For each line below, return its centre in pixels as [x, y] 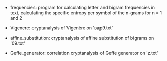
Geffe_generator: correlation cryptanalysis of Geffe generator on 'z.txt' [84, 53]
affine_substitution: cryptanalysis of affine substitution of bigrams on [82, 38]
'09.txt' [18, 43]
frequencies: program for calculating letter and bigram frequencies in [82, 7]
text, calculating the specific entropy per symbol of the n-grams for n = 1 [86, 13]
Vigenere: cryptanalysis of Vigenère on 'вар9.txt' [61, 28]
